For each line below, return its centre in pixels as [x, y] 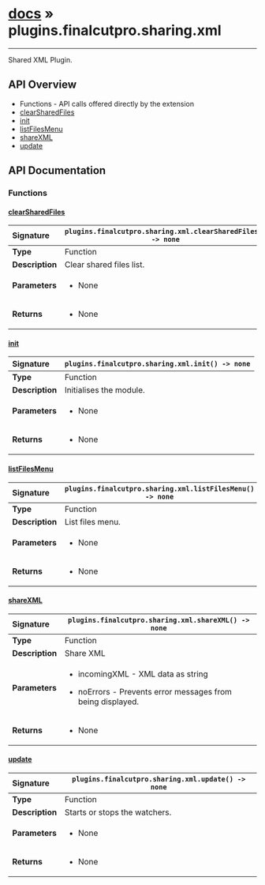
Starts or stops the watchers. [118, 812]
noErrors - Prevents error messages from [155, 691]
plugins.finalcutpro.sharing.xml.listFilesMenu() [159, 488]
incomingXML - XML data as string [143, 674]
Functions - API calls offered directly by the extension [107, 104]
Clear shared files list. [105, 265]
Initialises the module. [105, 390]
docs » [31, 14]
